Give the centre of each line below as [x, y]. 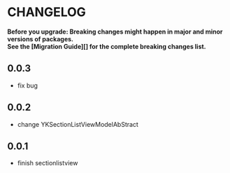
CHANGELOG [46, 12]
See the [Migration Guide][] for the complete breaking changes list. [107, 46]
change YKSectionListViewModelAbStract [78, 124]
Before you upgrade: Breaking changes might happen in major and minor [115, 32]
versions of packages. [41, 39]
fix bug [28, 85]
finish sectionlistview [48, 163]
